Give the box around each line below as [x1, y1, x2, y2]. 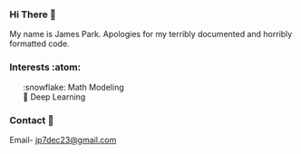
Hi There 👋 [9, 8, 56, 21]
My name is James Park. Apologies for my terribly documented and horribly [9, 29, 293, 40]
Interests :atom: [9, 61, 82, 73]
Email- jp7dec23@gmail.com [9, 134, 117, 145]
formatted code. [9, 38, 70, 49]
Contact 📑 [9, 113, 54, 126]
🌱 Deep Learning [22, 91, 86, 102]
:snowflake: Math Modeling [22, 82, 124, 92]
